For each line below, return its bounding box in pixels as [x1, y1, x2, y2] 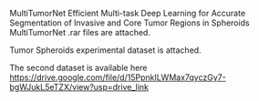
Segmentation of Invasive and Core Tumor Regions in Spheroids [9, 17, 250, 28]
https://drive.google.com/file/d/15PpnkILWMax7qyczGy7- [9, 72, 226, 83]
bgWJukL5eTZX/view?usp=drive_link [9, 82, 149, 92]
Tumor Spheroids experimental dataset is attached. [9, 45, 202, 56]
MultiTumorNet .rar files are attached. [9, 27, 150, 37]
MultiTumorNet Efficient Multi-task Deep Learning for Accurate [9, 8, 246, 18]
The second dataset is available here [9, 63, 148, 73]
